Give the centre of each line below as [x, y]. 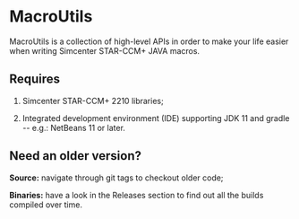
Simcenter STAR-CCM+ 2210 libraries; [93, 101]
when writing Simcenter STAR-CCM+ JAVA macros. [104, 50]
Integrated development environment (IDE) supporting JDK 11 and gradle [156, 118]
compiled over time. [46, 205]
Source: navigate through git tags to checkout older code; [116, 178]
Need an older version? [75, 156]
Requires [35, 79]
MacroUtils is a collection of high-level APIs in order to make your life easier [149, 41]
